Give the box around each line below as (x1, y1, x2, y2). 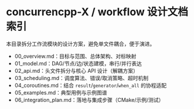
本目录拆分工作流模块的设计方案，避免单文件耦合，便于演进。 (6, 40, 155, 47)
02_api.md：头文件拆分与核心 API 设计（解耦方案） (14, 67, 139, 74)
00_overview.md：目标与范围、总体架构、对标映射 (14, 52, 137, 59)
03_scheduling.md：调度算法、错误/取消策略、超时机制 (14, 74, 148, 82)
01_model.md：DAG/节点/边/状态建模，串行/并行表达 (14, 59, 142, 67)
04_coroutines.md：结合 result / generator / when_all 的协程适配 (14, 82, 167, 89)
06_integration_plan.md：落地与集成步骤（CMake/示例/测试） (14, 96, 164, 103)
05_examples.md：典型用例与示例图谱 (14, 89, 107, 96)
